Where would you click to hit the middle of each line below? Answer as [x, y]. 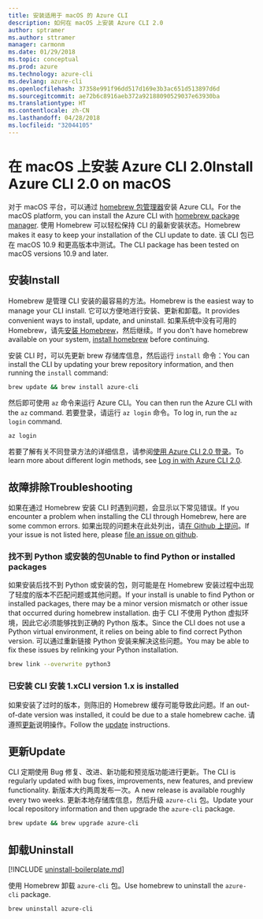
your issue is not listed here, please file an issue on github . [103, 535]
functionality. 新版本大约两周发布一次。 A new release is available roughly [127, 790]
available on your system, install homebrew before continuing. [109, 339]
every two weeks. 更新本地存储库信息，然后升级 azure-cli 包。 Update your [131, 800]
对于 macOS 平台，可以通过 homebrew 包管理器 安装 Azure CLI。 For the [125, 206]
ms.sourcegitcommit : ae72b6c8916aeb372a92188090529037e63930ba [114, 96]
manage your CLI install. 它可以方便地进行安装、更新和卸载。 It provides [124, 310]
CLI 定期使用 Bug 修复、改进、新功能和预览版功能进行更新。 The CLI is [122, 772]
